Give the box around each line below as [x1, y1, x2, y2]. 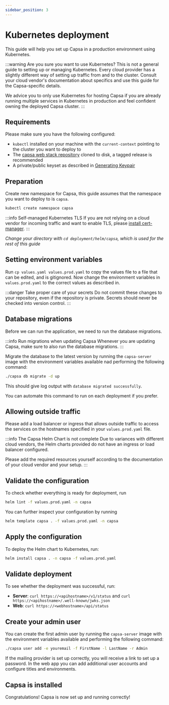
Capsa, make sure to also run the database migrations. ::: [5, 343, 124, 349]
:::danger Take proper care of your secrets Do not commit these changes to [5, 289, 162, 295]
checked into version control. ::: [5, 300, 71, 306]
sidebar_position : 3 [5, 7, 49, 13]
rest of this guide [5, 241, 41, 247]
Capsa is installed [5, 681, 62, 689]
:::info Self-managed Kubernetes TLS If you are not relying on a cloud [5, 215, 150, 221]
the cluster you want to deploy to [12, 146, 82, 152]
